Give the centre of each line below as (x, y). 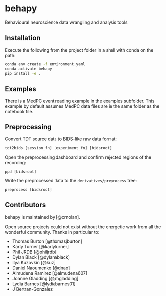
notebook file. (19, 112)
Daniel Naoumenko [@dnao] (41, 268)
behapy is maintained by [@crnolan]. (43, 217)
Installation (23, 38)
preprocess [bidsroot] (28, 190)
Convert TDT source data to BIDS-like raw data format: (61, 139)
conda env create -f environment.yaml (45, 64)
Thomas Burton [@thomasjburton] (47, 241)
